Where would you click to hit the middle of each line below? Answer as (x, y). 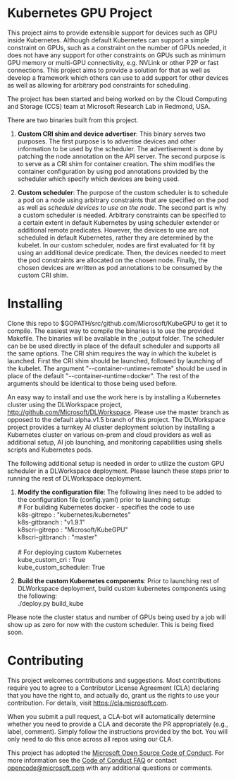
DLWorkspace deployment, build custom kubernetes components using (122, 588)
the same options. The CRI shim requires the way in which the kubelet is (112, 353)
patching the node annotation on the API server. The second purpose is (121, 156)
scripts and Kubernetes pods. (50, 450)
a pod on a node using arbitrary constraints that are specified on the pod (123, 200)
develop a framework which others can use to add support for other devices (118, 77)
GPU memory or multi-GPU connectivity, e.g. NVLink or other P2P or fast (113, 62)
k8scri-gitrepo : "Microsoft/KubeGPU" (73, 529)
